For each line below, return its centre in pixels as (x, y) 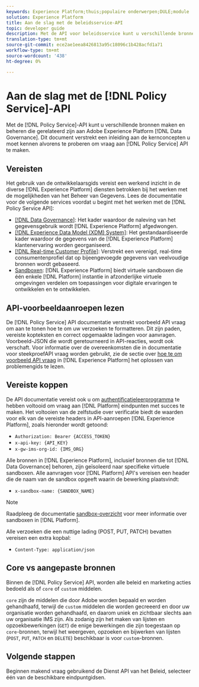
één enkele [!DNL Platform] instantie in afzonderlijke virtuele (88, 277)
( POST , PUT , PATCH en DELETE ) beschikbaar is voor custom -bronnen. (85, 638)
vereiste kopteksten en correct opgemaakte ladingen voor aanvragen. (91, 335)
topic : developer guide (36, 28)
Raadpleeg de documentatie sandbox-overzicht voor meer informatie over (97, 514)
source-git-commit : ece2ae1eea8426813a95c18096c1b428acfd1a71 (84, 45)
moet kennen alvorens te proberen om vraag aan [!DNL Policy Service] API (97, 144)
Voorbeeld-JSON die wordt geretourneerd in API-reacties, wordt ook (90, 341)
